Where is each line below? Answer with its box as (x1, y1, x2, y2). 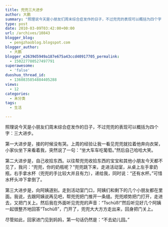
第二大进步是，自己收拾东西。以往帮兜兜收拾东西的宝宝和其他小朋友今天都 (5, 158, 158, 163)
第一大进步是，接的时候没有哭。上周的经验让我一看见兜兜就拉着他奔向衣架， (5, 141, 163, 147)
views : (5, 82, 19, 87)
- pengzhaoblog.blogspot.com (9, 40, 70, 45)
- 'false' (9, 68, 30, 73)
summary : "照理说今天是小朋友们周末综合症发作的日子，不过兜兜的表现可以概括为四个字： (5, 17, 165, 22)
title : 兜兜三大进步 (5, 7, 43, 13)
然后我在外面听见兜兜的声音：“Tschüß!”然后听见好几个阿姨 (39, 200, 161, 205)
